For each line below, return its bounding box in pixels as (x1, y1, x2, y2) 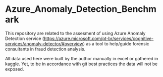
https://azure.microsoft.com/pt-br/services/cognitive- (44, 36, 154, 41)
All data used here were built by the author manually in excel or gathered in (5, 55, 159, 61)
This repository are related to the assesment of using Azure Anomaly (5, 30, 146, 36)
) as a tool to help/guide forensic (83, 40, 150, 46)
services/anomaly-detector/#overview (5, 40, 83, 46)
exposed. (5, 66, 24, 72)
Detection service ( (5, 36, 44, 41)
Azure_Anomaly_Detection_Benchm (5, 3, 157, 15)
